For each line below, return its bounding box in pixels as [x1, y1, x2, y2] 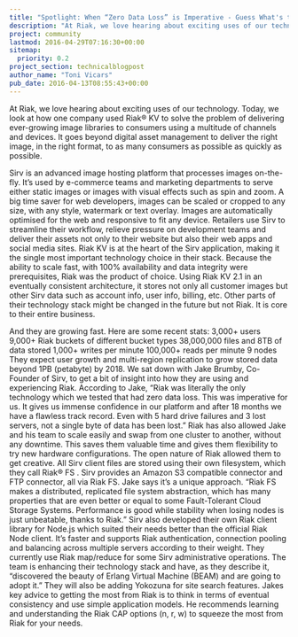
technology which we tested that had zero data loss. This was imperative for [9, 392, 288, 402]
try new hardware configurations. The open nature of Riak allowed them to [9, 448, 281, 459]
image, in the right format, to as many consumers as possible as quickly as [9, 141, 282, 151]
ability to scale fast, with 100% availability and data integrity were [9, 261, 248, 272]
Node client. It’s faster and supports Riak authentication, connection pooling [9, 532, 286, 543]
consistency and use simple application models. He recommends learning [9, 599, 279, 610]
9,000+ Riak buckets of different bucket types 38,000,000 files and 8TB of [9, 335, 282, 346]
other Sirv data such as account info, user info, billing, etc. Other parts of [9, 290, 277, 300]
